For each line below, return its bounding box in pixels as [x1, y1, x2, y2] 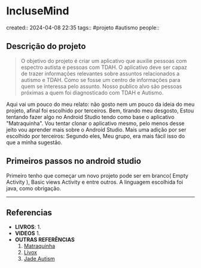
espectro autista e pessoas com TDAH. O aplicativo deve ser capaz [20, 63, 187, 71]
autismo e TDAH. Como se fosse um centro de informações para [20, 76, 181, 83]
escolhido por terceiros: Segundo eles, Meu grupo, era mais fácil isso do [6, 132, 185, 139]
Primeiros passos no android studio [6, 156, 142, 166]
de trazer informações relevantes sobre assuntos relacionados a [20, 70, 180, 77]
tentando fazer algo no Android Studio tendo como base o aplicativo [6, 113, 175, 120]
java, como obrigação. [6, 184, 62, 192]
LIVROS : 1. [14, 223, 41, 231]
